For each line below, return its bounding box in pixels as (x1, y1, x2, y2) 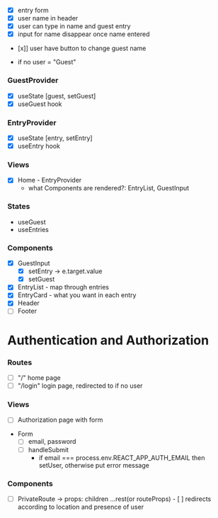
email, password (28, 437, 76, 446)
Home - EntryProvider (17, 176, 82, 185)
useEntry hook (17, 142, 60, 151)
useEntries (17, 225, 50, 234)
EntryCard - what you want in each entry (17, 291, 137, 299)
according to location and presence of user (17, 502, 144, 511)
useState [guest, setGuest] (17, 91, 96, 100)
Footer (17, 307, 38, 316)
